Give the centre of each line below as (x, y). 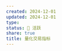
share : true (20, 33)
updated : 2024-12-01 (31, 17)
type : (13, 22)
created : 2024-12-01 (31, 11)
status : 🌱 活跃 (24, 28)
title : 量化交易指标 (28, 39)
